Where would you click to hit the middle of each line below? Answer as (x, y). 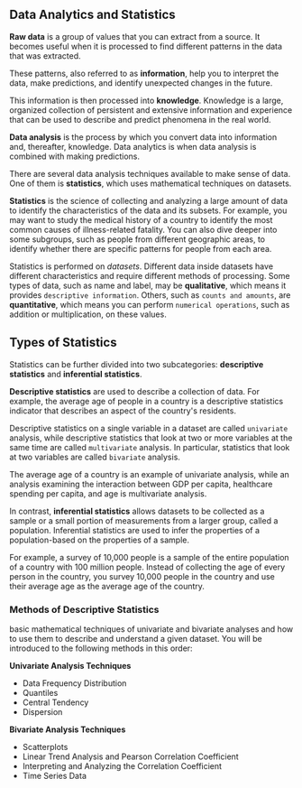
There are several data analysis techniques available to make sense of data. (150, 173)
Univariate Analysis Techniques (70, 665)
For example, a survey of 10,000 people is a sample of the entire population (150, 557)
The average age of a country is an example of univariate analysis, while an (150, 474)
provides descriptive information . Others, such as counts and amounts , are (150, 295)
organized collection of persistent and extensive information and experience (151, 110)
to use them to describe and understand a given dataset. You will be (136, 638)
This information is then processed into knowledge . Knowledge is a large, (146, 100)
